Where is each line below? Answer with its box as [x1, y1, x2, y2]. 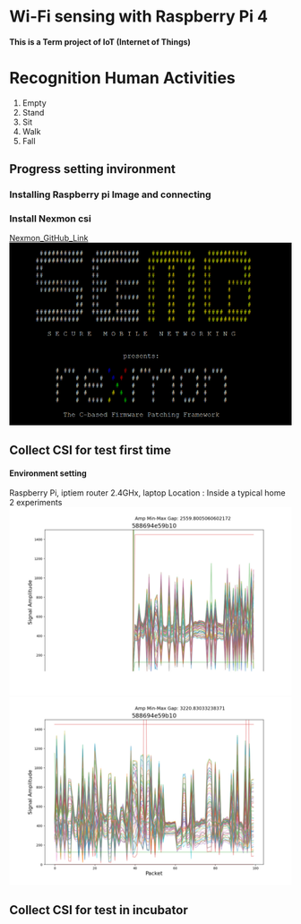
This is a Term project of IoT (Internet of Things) [9, 36, 191, 47]
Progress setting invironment [9, 161, 176, 177]
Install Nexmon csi [9, 212, 91, 225]
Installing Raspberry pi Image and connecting [9, 188, 212, 201]
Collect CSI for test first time [9, 443, 172, 458]
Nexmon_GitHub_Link [9, 233, 89, 244]
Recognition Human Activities [9, 67, 236, 88]
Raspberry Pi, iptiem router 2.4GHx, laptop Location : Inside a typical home [9, 488, 286, 498]
